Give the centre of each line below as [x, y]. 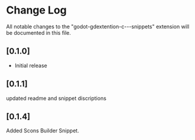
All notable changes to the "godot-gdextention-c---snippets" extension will [98, 26]
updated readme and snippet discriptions [56, 98]
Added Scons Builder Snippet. [43, 131]
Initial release [31, 65]
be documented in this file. [39, 32]
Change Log [36, 10]
